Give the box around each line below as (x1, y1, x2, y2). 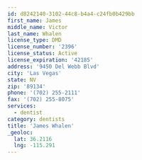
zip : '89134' (7, 83, 46, 90)
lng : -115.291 (13, 142, 55, 149)
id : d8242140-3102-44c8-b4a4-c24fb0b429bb (7, 10, 135, 18)
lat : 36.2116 (13, 135, 53, 142)
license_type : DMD (7, 37, 62, 44)
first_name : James (7, 17, 62, 24)
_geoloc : (7, 129, 33, 136)
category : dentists (7, 115, 65, 122)
